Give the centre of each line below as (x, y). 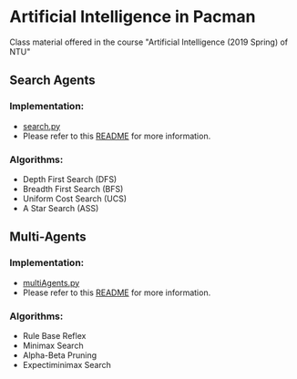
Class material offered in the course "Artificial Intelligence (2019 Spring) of (149, 42)
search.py (41, 126)
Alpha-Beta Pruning (60, 355)
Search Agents (52, 81)
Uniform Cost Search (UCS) (75, 199)
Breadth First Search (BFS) (73, 189)
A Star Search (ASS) (61, 208)
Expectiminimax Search (67, 364)
